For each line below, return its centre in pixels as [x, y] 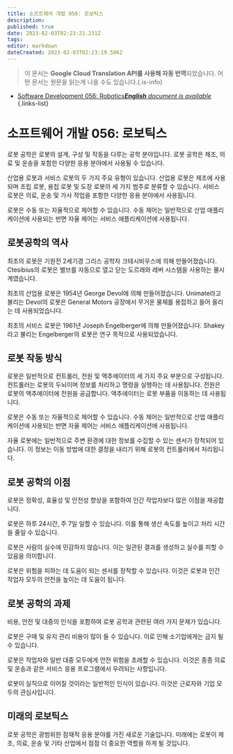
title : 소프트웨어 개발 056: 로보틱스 [55, 14]
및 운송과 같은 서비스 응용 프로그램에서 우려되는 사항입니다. [87, 669]
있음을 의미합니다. [32, 556]
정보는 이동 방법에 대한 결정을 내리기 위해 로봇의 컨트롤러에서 [117, 449]
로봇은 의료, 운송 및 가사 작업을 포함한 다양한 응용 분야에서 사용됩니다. [102, 195]
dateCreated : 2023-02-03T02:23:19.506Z [65, 53]
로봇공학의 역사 [38, 243]
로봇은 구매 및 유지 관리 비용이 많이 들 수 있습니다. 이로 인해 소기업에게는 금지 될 [115, 637]
